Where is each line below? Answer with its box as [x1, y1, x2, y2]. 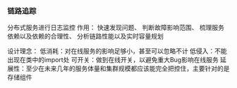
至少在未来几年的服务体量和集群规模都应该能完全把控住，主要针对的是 [25, 64, 230, 73]
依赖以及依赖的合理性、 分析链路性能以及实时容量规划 [7, 32, 164, 41]
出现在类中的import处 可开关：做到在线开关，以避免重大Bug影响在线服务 [7, 56, 219, 64]
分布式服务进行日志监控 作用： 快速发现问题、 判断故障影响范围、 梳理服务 [7, 23, 224, 32]
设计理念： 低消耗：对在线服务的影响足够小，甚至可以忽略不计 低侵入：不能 [7, 47, 227, 55]
